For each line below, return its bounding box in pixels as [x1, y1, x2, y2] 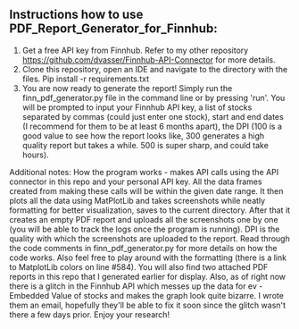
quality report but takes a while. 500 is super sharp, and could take [21, 139, 270, 150]
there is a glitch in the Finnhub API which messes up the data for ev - [9, 281, 263, 291]
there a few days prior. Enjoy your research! [9, 308, 170, 320]
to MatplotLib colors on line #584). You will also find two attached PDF [9, 261, 269, 272]
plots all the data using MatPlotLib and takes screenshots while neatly [9, 195, 266, 206]
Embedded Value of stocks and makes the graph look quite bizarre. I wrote [9, 290, 284, 300]
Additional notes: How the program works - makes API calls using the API [9, 166, 279, 177]
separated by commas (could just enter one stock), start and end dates [21, 111, 284, 122]
